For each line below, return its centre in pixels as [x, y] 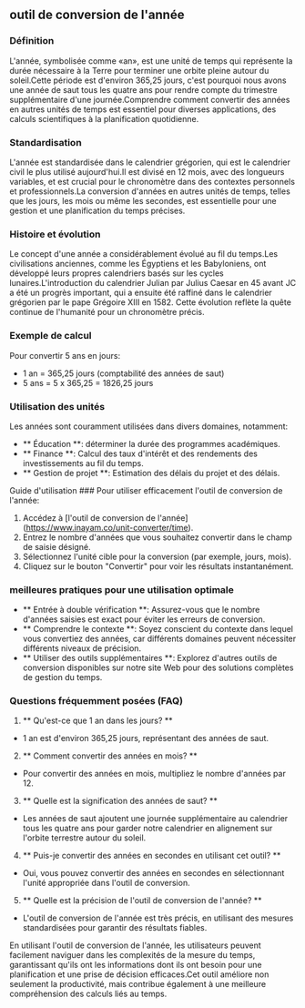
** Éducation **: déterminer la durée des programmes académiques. [151, 443]
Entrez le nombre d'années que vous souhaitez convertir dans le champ [158, 537]
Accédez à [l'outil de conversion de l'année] [105, 517]
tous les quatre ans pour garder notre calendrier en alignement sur [147, 829]
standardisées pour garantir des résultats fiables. [115, 928]
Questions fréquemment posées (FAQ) [97, 701]
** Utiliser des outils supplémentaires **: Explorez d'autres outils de [150, 658]
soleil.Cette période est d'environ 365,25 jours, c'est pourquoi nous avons [148, 80]
